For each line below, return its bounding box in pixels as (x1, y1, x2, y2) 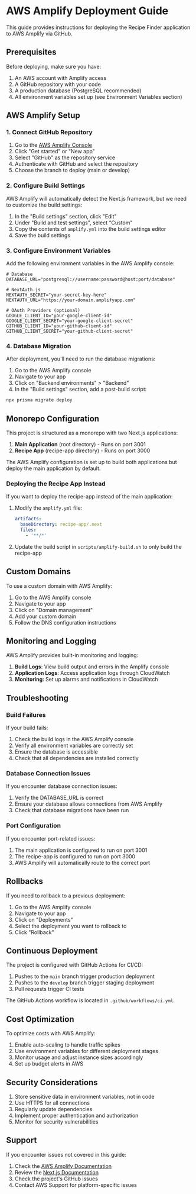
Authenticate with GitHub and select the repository (14, 160, 139, 168)
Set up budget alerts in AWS (14, 1060, 84, 1067)
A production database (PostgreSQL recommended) (14, 87, 142, 94)
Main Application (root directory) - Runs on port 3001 (14, 441, 146, 448)
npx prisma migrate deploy (6, 397, 73, 403)
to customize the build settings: (6, 201, 83, 208)
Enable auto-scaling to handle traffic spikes (14, 1041, 121, 1048)
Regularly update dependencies (14, 1105, 93, 1112)
